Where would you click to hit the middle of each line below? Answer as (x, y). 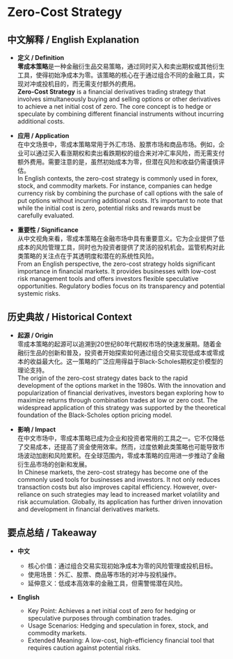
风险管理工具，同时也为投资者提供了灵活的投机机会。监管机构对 (127, 247)
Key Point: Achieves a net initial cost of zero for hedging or (112, 610)
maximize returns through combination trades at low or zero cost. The (117, 400)
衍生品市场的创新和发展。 (54, 464)
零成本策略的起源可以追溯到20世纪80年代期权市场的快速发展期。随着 (116, 344)
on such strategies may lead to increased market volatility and (131, 494)
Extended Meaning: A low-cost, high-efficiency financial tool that (121, 640)
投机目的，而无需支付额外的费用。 (90, 84)
